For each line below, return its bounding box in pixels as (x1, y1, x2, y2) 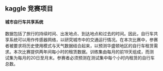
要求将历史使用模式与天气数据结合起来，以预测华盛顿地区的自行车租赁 (13, 43, 154, 48)
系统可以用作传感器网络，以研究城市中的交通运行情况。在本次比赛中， (9, 37, 149, 43)
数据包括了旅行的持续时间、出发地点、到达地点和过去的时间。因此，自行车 (5, 30, 154, 36)
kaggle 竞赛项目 (5, 4, 53, 13)
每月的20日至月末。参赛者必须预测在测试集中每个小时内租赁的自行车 (17, 55, 155, 60)
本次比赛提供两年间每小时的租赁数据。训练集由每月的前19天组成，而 (13, 49, 150, 55)
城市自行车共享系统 (5, 19, 44, 25)
